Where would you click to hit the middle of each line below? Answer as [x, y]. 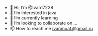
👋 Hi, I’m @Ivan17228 [32, 8]
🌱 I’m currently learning [34, 18]
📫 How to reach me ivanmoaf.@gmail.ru [51, 28]
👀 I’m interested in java [33, 13]
